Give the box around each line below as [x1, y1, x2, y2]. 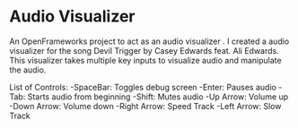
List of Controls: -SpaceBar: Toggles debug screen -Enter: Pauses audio [9, 81, 276, 92]
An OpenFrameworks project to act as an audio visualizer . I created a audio [9, 36, 290, 47]
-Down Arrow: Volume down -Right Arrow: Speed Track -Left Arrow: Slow [9, 100, 282, 111]
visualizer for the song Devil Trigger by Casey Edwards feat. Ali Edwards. [9, 45, 280, 55]
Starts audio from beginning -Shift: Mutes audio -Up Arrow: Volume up [27, 91, 289, 102]
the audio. [9, 64, 47, 75]
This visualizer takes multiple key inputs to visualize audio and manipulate [9, 55, 282, 65]
